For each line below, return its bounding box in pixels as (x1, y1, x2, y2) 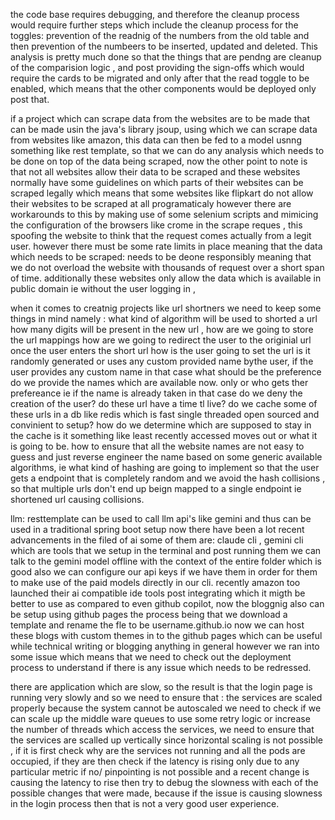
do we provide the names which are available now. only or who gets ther (10, 377, 309, 388)
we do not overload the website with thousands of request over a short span (10, 262, 325, 273)
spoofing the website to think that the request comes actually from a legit (10, 230, 312, 241)
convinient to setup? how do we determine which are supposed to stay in (10, 419, 312, 431)
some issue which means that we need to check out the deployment (10, 651, 292, 663)
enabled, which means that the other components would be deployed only (10, 83, 317, 94)
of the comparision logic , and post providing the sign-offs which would (10, 62, 305, 73)
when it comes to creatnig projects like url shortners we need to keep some (10, 302, 322, 314)
